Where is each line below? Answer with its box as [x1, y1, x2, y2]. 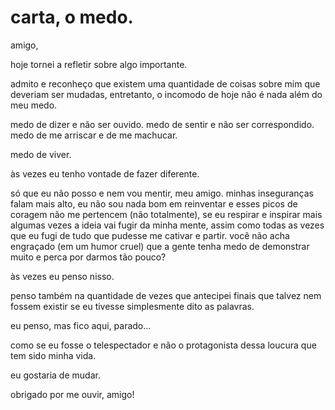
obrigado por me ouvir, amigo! [10, 388, 135, 400]
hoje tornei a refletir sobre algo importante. [10, 58, 188, 70]
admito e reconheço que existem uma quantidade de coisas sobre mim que [10, 77, 321, 90]
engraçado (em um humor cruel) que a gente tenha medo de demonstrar [10, 240, 310, 252]
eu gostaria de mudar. [10, 369, 101, 381]
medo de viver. [10, 148, 72, 160]
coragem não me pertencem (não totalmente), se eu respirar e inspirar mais [10, 208, 323, 220]
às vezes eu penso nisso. [10, 270, 115, 282]
